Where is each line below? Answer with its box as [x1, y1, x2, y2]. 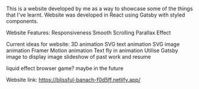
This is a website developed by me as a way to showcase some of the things [6, 5, 193, 12]
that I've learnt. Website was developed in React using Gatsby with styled [6, 11, 185, 18]
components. [6, 18, 38, 24]
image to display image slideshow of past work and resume [6, 53, 151, 60]
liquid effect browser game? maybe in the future [6, 65, 124, 72]
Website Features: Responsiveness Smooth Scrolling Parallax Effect [6, 29, 171, 36]
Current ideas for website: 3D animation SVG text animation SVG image [6, 41, 180, 47]
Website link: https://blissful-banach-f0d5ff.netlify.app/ [6, 77, 141, 83]
